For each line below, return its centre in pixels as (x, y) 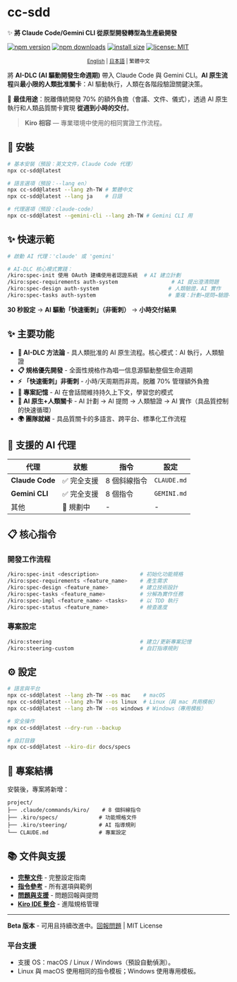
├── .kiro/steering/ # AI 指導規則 (72, 825)
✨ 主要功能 (31, 334)
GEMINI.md (170, 493)
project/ (20, 803)
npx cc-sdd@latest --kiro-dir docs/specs (69, 747)
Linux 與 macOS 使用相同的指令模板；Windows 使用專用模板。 (108, 971)
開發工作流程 (29, 559)
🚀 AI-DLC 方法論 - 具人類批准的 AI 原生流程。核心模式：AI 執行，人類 (118, 352)
